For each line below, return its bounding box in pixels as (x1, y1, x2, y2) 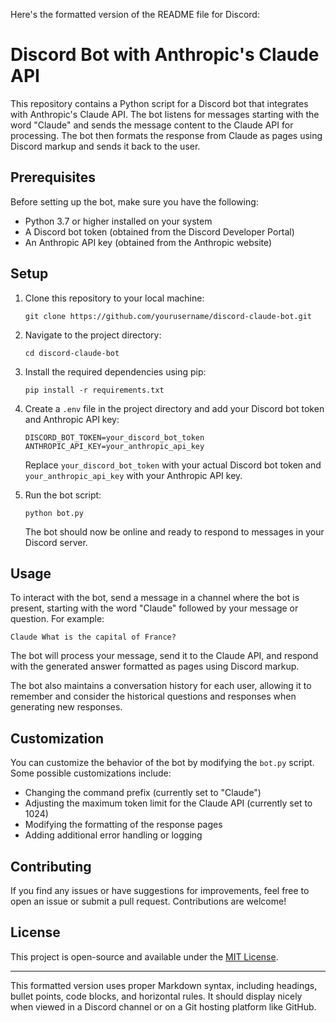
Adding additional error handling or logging (24, 829, 203, 841)
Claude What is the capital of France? (10, 632, 177, 643)
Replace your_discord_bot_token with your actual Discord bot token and (24, 459, 322, 471)
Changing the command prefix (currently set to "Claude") (24, 787, 262, 799)
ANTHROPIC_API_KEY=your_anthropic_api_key (24, 441, 205, 451)
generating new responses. (10, 701, 123, 713)
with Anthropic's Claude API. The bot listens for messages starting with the (10, 108, 320, 120)
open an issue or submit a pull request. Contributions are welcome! (10, 895, 287, 907)
